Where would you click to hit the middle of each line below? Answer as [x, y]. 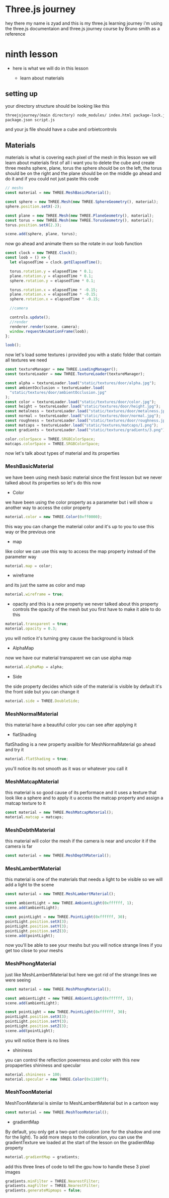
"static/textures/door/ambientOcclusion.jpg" [58, 392]
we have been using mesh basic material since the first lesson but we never [84, 477]
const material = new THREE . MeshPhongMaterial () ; [58, 989]
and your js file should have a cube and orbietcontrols [61, 129]
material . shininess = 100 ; [33, 1074]
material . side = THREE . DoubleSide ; [43, 701]
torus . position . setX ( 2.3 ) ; [33, 225]
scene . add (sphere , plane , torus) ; [41, 234]
